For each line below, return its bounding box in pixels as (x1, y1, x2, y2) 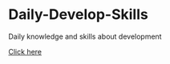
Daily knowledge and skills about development (8, 32, 162, 41)
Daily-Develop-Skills (8, 6, 148, 24)
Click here (8, 47, 42, 56)
